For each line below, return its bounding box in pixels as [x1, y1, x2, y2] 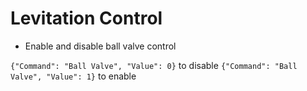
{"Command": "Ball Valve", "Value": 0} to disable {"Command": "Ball [10, 59, 298, 71]
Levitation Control [10, 7, 163, 30]
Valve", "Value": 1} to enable [10, 70, 137, 82]
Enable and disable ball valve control [24, 40, 177, 52]
